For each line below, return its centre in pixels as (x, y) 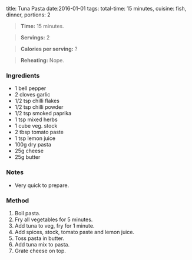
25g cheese (29, 151)
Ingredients (23, 75)
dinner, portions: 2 (29, 15)
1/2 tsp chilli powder (39, 107)
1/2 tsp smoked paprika (43, 114)
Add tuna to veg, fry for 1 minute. (54, 225)
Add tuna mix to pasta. (42, 244)
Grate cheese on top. (40, 251)
